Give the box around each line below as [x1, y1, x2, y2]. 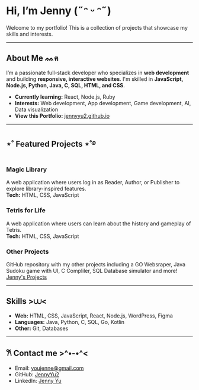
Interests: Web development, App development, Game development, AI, [14, 99, 191, 106]
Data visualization [14, 106, 59, 113]
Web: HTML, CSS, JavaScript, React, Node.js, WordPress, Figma [14, 312, 174, 319]
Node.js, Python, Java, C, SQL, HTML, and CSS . [6, 81, 126, 89]
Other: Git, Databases [14, 325, 69, 332]
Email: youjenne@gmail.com [14, 364, 84, 372]
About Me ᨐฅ [6, 54, 59, 64]
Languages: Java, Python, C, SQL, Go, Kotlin [14, 318, 125, 325]
